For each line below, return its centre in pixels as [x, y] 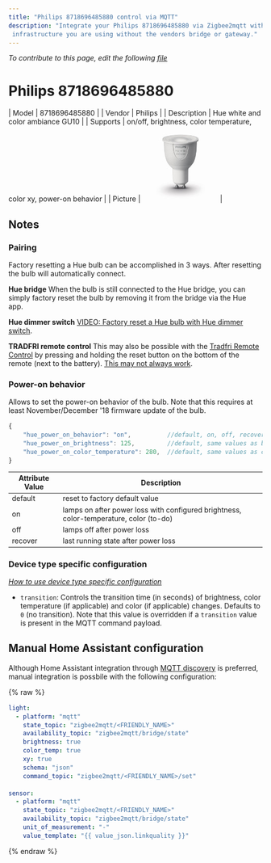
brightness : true [52, 742]
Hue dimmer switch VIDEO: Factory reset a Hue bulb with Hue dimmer [126, 322]
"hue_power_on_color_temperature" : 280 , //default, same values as [140, 452]
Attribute [34, 478]
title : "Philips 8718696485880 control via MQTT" [94, 17]
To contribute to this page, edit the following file [88, 58]
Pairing [23, 247]
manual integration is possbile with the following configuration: [113, 676]
